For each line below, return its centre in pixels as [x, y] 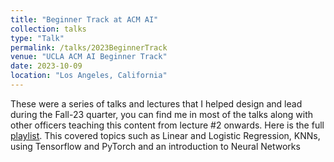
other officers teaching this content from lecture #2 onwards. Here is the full [167, 125]
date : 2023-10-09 [46, 66]
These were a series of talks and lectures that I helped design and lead [156, 103]
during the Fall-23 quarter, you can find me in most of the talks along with [162, 114]
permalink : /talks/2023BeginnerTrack [89, 47]
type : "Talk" [37, 38]
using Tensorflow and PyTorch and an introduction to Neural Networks [155, 146]
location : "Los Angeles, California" [89, 76]
